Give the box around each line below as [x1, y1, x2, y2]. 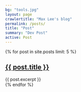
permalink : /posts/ [5, 21, 46, 26]
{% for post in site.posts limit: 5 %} [5, 48, 77, 55]
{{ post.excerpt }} [5, 76, 41, 82]
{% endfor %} [5, 82, 34, 88]
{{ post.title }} [5, 63, 50, 72]
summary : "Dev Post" [5, 30, 48, 35]
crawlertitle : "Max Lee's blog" [5, 16, 72, 21]
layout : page [5, 12, 32, 17]
